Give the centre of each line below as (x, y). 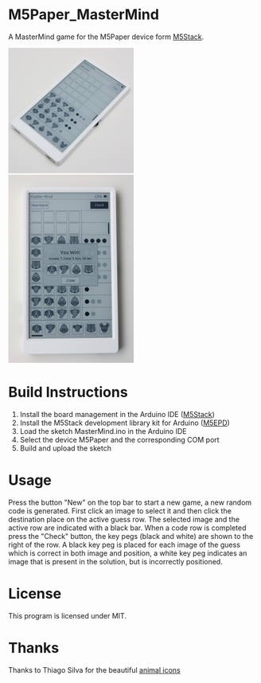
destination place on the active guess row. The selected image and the (124, 520)
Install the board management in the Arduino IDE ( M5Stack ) (117, 415)
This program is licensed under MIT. (68, 616)
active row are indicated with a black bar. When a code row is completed (127, 528)
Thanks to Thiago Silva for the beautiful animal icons (94, 670)
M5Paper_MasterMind (84, 15)
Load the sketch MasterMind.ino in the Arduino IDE (103, 431)
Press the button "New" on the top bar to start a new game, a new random (130, 502)
